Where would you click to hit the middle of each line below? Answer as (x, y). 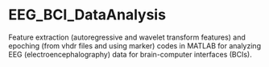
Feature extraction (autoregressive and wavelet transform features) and (127, 37)
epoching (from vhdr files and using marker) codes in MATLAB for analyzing (135, 45)
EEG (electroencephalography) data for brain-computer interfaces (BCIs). (130, 54)
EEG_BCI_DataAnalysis (87, 15)
